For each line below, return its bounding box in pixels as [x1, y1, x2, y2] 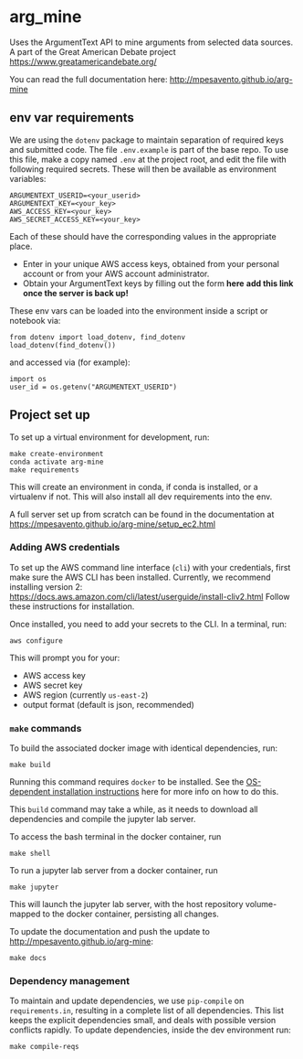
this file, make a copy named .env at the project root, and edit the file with [9, 154, 287, 165]
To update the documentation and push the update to [9, 926, 210, 937]
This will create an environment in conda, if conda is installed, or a [9, 481, 258, 492]
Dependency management [9, 975, 131, 988]
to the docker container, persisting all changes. [42, 908, 219, 920]
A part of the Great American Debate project [9, 46, 176, 57]
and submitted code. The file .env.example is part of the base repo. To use [9, 144, 289, 155]
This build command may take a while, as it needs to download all [9, 804, 258, 815]
